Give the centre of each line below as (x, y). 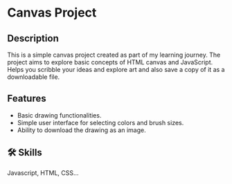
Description (33, 38)
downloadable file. (34, 77)
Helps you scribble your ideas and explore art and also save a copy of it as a (116, 70)
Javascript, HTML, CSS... (43, 173)
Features (27, 99)
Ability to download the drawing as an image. (82, 130)
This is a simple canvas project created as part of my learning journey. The (114, 55)
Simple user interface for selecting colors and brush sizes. (100, 122)
